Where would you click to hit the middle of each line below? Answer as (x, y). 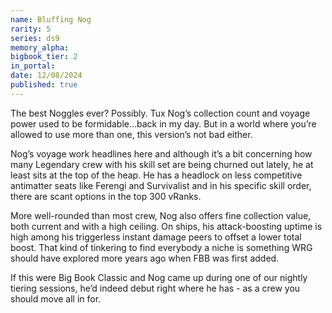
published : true (44, 85)
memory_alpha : (40, 47)
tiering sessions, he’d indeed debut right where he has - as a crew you (155, 288)
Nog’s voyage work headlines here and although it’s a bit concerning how (161, 153)
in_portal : (33, 66)
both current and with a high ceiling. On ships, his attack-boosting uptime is (166, 226)
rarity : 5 (31, 29)
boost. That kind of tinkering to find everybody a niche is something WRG (161, 247)
